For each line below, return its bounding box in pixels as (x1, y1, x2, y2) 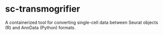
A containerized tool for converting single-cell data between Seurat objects (5, 19, 159, 25)
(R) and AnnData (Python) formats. (5, 24, 76, 30)
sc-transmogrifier (5, 3, 81, 15)
